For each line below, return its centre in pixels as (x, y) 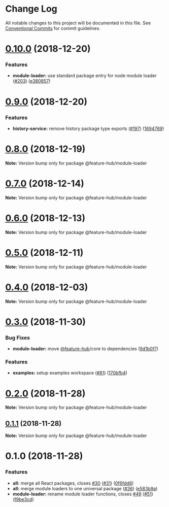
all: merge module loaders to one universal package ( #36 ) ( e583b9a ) (85, 488)
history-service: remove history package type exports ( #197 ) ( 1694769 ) (88, 128)
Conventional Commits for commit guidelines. (53, 28)
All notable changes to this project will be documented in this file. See (78, 23)
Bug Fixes (18, 337)
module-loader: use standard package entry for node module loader (85, 76)
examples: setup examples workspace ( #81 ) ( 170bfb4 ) (70, 373)
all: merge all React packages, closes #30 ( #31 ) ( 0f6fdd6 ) (73, 483)
